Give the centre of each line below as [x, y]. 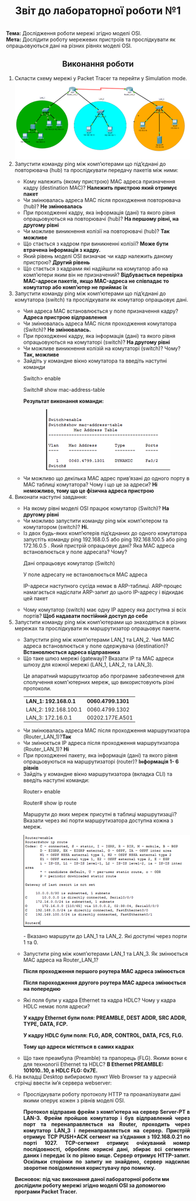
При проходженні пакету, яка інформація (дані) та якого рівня [100, 755]
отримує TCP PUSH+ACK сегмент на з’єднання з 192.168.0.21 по [106, 1137]
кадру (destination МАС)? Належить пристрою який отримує [100, 187]
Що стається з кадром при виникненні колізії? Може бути [96, 244]
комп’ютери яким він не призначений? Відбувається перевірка [103, 275]
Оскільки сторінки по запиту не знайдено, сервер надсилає [106, 1162]
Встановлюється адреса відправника [72, 652]
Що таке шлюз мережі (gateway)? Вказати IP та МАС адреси [98, 658]
